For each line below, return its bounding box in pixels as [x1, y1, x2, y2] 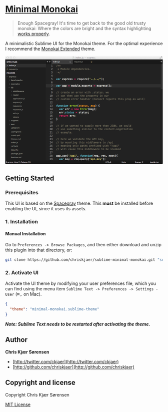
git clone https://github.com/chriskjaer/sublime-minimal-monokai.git [5, 257, 155, 262]
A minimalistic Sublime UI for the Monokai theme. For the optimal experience [5, 40, 163, 46]
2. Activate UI [5, 269, 39, 276]
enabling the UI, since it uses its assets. [5, 206, 86, 212]
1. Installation [5, 218, 38, 225]
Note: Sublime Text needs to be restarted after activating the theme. [5, 321, 150, 327]
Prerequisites [5, 189, 38, 196]
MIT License [5, 401, 31, 407]
